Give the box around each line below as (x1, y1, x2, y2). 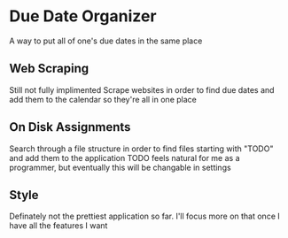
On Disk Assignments (9, 119, 131, 134)
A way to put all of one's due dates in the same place (9, 35, 203, 46)
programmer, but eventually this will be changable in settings (9, 162, 232, 173)
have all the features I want (9, 220, 108, 231)
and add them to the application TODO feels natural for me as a (9, 152, 241, 163)
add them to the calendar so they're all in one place (9, 94, 197, 104)
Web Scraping (9, 61, 90, 76)
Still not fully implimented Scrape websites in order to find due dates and (9, 84, 275, 95)
